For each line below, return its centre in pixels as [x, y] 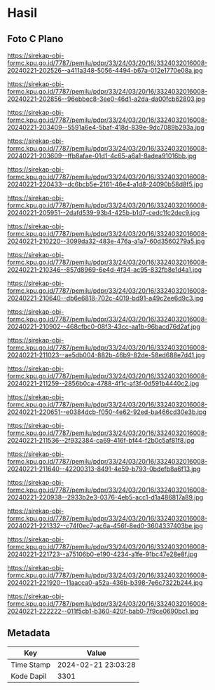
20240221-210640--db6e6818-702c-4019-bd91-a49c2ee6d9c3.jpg [106, 298]
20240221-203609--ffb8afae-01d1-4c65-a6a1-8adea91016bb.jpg [102, 156]
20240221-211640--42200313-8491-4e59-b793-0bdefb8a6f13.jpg [104, 469]
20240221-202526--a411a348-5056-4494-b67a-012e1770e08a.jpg [105, 70]
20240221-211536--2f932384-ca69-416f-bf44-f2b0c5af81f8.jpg [101, 440]
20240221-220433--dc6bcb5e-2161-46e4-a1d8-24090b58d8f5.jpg [105, 184]
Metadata [29, 633]
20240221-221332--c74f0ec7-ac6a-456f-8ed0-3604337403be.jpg [105, 526]
